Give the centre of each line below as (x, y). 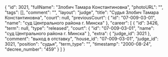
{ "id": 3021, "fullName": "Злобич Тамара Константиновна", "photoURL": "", (84, 7)
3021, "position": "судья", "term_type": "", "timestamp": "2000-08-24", (78, 44)
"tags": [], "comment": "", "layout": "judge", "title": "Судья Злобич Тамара (82, 12)
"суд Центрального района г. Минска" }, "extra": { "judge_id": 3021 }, (78, 33)
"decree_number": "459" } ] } (35, 49)
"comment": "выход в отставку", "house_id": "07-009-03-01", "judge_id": (82, 39)
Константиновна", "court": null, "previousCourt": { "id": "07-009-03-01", (80, 18)
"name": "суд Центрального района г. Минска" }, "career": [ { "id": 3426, (82, 23)
